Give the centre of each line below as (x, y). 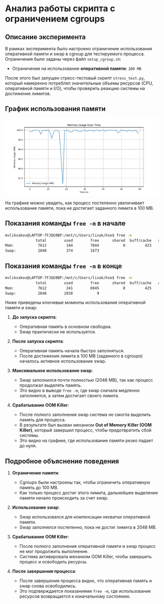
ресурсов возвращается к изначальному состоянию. (75, 596)
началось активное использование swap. (63, 361)
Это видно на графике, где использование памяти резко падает (86, 441)
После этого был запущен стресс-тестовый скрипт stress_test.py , (75, 78)
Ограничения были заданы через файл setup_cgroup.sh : (63, 59)
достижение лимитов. (28, 94)
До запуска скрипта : (34, 317)
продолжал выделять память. (51, 385)
